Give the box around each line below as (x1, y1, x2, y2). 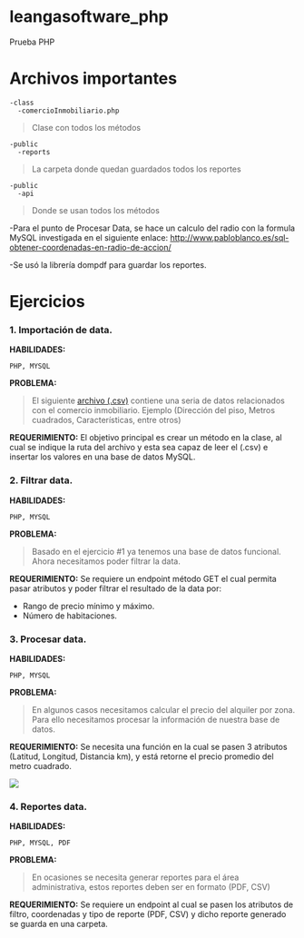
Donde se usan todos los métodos (31, 204, 161, 215)
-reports (17, 147, 51, 156)
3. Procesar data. (9, 633, 87, 646)
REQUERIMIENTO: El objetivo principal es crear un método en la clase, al (9, 432, 283, 443)
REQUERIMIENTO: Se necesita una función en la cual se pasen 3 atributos (9, 741, 288, 752)
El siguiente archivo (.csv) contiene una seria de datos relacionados (31, 395, 286, 406)
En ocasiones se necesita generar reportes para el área (31, 872, 240, 883)
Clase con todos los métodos (31, 122, 142, 133)
